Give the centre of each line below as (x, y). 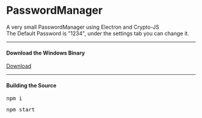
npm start (20, 110)
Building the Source (31, 85)
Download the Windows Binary (46, 53)
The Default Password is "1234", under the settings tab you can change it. (98, 33)
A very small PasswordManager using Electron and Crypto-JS (83, 27)
